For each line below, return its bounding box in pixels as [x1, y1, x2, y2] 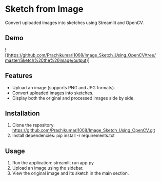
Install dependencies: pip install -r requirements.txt [12, 132, 115, 138]
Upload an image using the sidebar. [12, 165, 84, 171]
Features [5, 72, 33, 80]
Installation [5, 109, 40, 117]
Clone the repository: [12, 122, 55, 128]
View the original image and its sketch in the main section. [12, 170, 129, 176]
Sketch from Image [5, 3, 84, 15]
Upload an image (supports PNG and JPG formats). [12, 84, 116, 90]
